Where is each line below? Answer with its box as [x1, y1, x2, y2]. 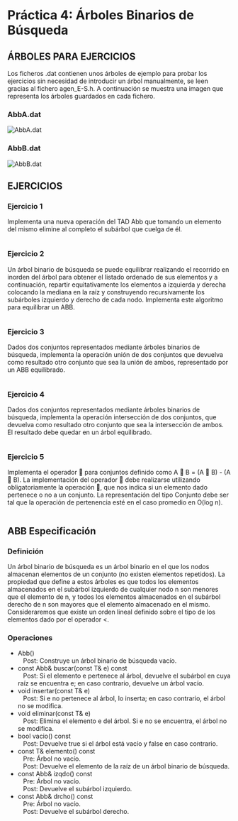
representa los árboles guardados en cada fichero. [7, 92, 156, 100]
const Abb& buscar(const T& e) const [17, 664, 127, 673]
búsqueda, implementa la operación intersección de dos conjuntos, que [7, 413, 217, 421]
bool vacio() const [17, 732, 71, 741]
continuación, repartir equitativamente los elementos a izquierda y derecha [7, 280, 227, 289]
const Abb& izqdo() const [17, 770, 93, 778]
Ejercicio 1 [7, 201, 43, 211]
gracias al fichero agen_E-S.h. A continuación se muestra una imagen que [7, 84, 224, 92]
